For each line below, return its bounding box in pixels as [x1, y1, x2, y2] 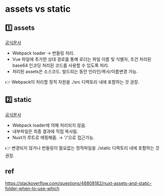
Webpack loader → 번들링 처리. [12, 50, 75, 56]
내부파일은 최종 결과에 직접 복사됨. [12, 128, 78, 134]
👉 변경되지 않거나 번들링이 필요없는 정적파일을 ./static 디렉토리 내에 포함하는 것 [5, 145, 160, 151]
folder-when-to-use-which [5, 185, 60, 191]
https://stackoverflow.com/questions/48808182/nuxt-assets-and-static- [5, 180, 152, 186]
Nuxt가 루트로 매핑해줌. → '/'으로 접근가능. [12, 134, 95, 140]
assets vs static [5, 3, 71, 15]
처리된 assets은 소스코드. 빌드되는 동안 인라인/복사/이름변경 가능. [12, 69, 138, 74]
